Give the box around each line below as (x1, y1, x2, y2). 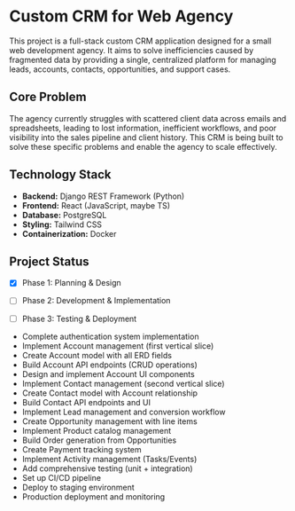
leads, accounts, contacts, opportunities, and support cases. (9, 64, 231, 75)
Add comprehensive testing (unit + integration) (21, 463, 193, 474)
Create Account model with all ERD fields (21, 350, 173, 360)
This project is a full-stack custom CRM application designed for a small (9, 35, 272, 46)
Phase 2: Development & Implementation (21, 295, 171, 306)
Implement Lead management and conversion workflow (21, 406, 226, 417)
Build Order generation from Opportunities (21, 435, 177, 445)
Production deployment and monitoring (21, 491, 166, 502)
